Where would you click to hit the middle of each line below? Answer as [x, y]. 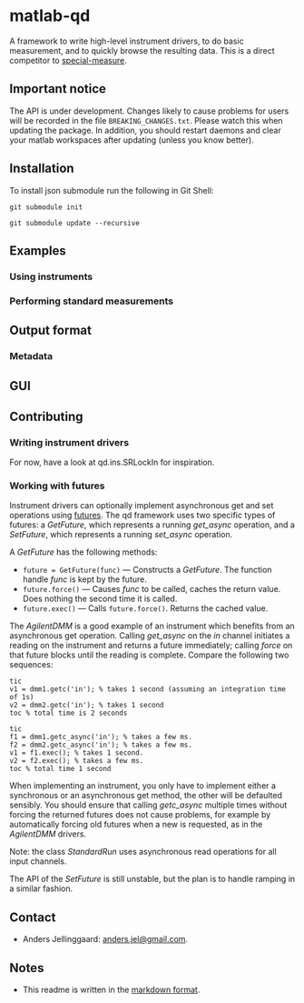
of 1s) [22, 697]
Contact [33, 917]
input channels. [38, 861]
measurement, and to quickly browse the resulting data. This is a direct [142, 50]
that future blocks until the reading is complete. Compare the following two [149, 655]
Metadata [31, 356]
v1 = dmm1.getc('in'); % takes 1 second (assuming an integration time [147, 689]
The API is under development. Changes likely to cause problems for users [149, 111]
